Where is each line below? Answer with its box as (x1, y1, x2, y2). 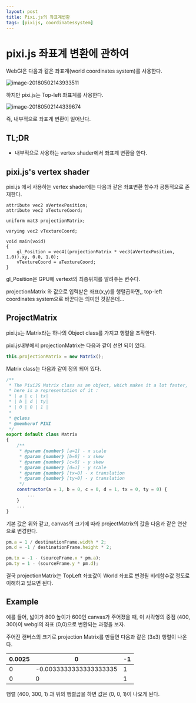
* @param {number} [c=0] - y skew (19, 459, 104, 465)
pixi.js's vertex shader (6, 166, 90, 177)
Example (6, 597, 39, 607)
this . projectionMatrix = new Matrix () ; (6, 354, 104, 359)
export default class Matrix (6, 431, 78, 437)
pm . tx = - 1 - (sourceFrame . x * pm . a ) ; (6, 555, 101, 561)
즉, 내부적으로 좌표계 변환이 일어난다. (6, 116, 91, 123)
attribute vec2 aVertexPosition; (6, 202, 88, 208)
